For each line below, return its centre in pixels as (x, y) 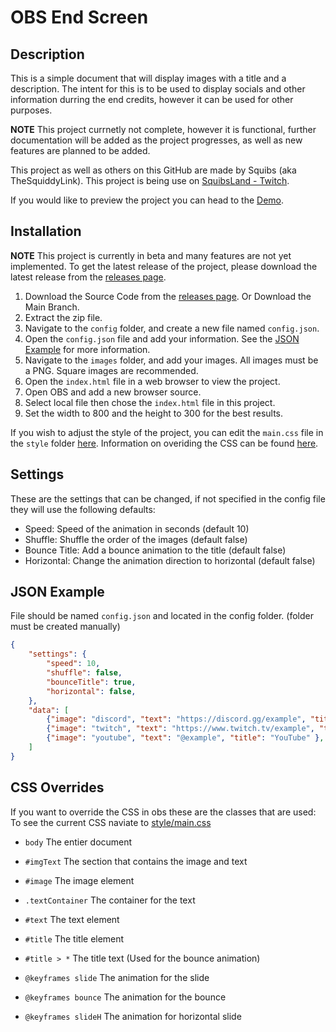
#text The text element (72, 919)
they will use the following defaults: (83, 509)
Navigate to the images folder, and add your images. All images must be (171, 360)
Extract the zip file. (63, 317)
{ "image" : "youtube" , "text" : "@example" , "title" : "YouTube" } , (185, 738)
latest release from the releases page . (88, 277)
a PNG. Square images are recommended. (111, 370)
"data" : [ (49, 710)
